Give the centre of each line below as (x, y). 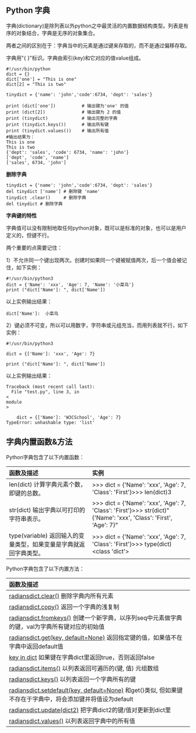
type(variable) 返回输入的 (44, 535)
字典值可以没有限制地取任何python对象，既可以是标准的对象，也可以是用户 (96, 228)
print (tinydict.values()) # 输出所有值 (57, 130)
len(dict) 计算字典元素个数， (48, 484)
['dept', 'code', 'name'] (37, 157)
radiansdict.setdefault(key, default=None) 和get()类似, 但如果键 (96, 690)
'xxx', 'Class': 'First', (145, 518)
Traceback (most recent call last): (50, 387)
